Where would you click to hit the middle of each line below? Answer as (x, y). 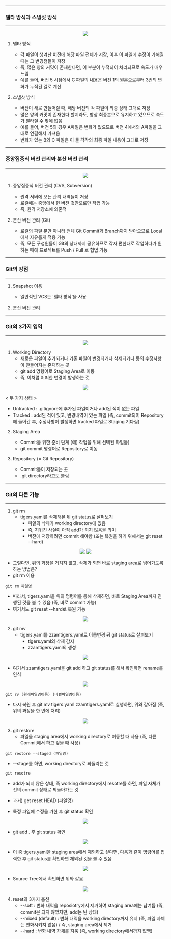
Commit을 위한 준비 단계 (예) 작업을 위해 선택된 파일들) (75, 442)
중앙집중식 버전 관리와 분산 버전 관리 (47, 159)
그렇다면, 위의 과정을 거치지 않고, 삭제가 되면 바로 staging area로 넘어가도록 (88, 563)
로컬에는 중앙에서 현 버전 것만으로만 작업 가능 (65, 203)
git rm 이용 (23, 575)
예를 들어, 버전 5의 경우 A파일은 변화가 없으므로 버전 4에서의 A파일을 (88, 127)
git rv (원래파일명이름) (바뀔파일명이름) (44, 695)
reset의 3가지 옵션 (31, 899)
